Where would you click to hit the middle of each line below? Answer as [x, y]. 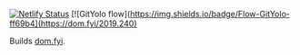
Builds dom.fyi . [37, 41]
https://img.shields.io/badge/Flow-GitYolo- [210, 14]
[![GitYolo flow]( [101, 14]
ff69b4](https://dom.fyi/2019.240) [74, 23]
